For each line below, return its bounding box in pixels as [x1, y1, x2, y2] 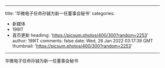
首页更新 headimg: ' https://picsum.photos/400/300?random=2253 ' [12, 33, 149, 38]
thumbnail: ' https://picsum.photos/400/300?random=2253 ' [12, 43, 133, 49]
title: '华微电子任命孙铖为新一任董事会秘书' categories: [5, 10, 115, 16]
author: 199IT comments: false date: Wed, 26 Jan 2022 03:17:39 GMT [12, 38, 153, 43]
